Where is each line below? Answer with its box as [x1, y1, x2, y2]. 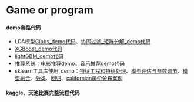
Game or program [6, 4, 94, 17]
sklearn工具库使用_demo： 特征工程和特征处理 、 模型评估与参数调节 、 [14, 67, 183, 74]
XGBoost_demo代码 [14, 45, 63, 53]
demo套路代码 [6, 24, 41, 31]
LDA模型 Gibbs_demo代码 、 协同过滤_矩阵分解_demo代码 [14, 38, 151, 45]
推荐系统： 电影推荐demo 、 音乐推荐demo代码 [14, 60, 125, 67]
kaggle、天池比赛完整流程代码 [6, 89, 81, 96]
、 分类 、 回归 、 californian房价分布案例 [30, 74, 123, 82]
